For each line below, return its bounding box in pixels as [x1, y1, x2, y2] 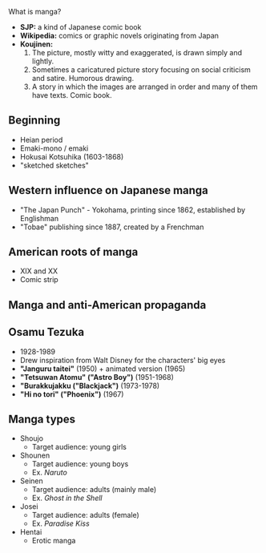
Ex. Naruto [31, 468, 68, 478]
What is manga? [8, 7, 62, 16]
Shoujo [19, 434, 44, 443]
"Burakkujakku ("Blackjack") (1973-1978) [19, 381, 160, 390]
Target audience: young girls [31, 442, 127, 452]
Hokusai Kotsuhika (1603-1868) [19, 151, 124, 161]
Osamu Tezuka [8, 325, 85, 339]
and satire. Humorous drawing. [31, 74, 135, 83]
